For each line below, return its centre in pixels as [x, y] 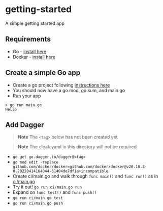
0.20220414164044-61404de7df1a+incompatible [60, 171]
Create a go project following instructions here [61, 85]
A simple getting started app [35, 23]
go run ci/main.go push [38, 203]
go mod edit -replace [35, 162]
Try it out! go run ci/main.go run [47, 187]
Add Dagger [25, 125]
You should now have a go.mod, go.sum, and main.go [69, 90]
